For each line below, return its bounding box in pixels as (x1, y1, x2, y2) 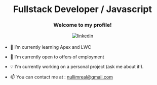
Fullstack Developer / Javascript (13, 4, 152, 15)
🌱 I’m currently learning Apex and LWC (10, 44, 92, 50)
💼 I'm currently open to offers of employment (10, 54, 105, 60)
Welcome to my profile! (53, 22, 112, 29)
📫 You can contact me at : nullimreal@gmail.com (10, 74, 113, 80)
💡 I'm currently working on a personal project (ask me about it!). (10, 64, 144, 70)
